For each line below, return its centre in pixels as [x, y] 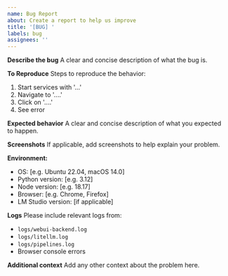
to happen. [23, 131]
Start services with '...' [49, 87]
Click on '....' [35, 102]
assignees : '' [28, 40]
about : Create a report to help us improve [72, 20]
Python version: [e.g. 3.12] [55, 180]
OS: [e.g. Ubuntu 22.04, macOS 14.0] [71, 172]
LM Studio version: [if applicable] [65, 202]
